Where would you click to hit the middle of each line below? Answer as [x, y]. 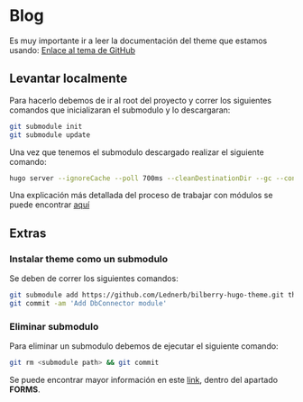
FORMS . [25, 389]
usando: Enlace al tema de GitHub [72, 50]
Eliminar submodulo [54, 326]
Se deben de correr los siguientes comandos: [94, 279]
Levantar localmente [69, 79]
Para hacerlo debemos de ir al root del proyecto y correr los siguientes [141, 100]
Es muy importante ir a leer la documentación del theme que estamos [138, 41]
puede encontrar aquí [50, 205]
